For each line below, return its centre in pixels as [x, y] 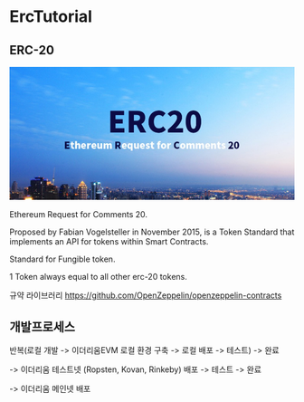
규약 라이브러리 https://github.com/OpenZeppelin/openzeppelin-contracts [146, 295]
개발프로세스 [42, 326]
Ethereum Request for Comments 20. [78, 215]
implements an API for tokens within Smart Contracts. [109, 242]
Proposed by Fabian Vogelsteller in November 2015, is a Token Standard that [152, 232]
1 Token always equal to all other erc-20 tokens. [98, 277]
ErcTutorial [51, 17]
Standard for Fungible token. [62, 259]
